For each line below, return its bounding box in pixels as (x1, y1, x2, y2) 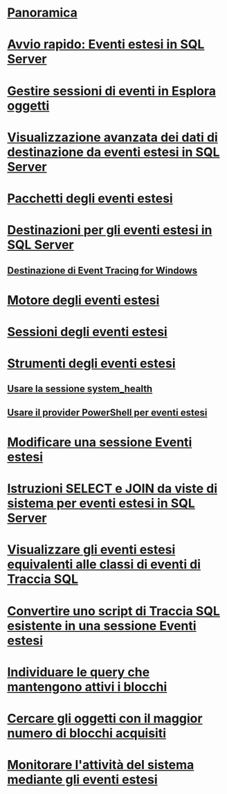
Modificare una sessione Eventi (7, 434, 192, 450)
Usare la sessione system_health (7, 383, 153, 395)
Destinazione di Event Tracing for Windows (7, 265, 198, 276)
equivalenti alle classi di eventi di (7, 556, 201, 572)
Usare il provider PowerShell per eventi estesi (7, 407, 208, 418)
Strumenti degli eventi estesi (7, 355, 176, 371)
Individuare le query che (7, 664, 150, 680)
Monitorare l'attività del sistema (7, 757, 194, 773)
